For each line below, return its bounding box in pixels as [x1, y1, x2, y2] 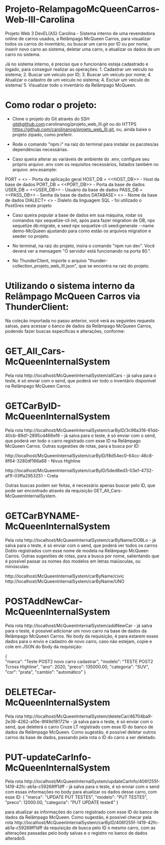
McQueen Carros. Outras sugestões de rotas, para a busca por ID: [5, 443, 140, 449]
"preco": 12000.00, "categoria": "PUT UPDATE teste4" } [5, 799, 119, 805]
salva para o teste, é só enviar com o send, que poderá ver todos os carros [5, 542, 158, 548]
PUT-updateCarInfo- [5, 751, 92, 763]
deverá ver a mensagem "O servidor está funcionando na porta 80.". [12, 248, 151, 254]
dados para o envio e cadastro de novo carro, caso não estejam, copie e [5, 638, 152, 644]
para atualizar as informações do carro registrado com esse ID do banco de [5, 809, 159, 815]
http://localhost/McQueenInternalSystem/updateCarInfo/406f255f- [24, 779, 160, 785]
